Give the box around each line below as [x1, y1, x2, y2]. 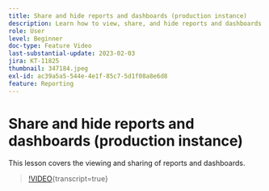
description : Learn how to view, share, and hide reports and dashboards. [8, 19, 266, 28]
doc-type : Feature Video [8, 42, 92, 50]
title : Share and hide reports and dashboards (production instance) [8, 11, 248, 20]
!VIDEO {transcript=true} [27, 174, 109, 184]
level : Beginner [8, 34, 63, 43]
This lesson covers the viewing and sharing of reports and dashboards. [8, 159, 246, 168]
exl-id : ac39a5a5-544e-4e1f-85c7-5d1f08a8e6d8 [8, 72, 168, 80]
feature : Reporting [8, 79, 74, 87]
